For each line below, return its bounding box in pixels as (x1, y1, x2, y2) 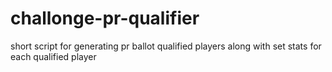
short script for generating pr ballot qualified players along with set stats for (10, 40, 322, 52)
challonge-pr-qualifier (10, 7, 200, 30)
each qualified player (10, 50, 97, 62)
